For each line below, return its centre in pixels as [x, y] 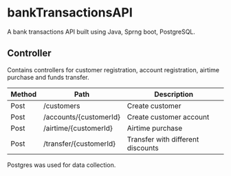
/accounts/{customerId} [82, 117]
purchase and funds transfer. [48, 77]
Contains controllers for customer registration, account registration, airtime [113, 69]
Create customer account [168, 117]
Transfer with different [163, 139]
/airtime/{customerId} [78, 128]
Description [174, 94]
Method [24, 94]
